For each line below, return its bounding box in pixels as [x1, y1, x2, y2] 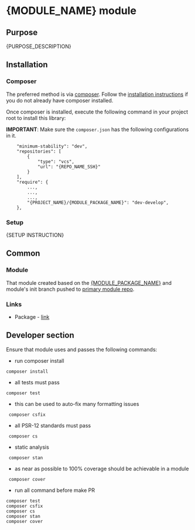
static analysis [14, 443, 50, 450]
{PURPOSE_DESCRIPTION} [6, 43, 71, 50]
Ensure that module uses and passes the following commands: [6, 346, 158, 353]
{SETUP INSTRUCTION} [6, 231, 64, 238]
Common [6, 249, 40, 259]
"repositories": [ [16, 148, 61, 154]
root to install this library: [6, 114, 66, 121]
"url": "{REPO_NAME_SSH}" [37, 164, 101, 170]
